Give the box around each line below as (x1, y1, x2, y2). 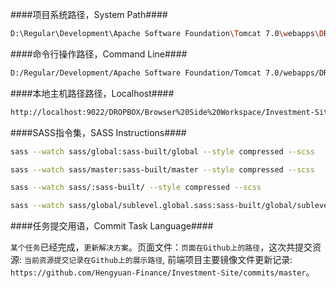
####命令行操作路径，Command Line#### (10, 48, 188, 60)
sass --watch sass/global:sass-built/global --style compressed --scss (10, 146, 315, 157)
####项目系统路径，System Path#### (10, 9, 168, 20)
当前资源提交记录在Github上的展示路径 (23, 256, 163, 266)
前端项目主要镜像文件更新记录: (167, 254, 293, 266)
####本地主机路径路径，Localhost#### (10, 87, 175, 99)
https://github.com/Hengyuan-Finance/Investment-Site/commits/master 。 (10, 266, 315, 278)
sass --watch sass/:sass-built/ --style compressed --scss (10, 183, 262, 193)
